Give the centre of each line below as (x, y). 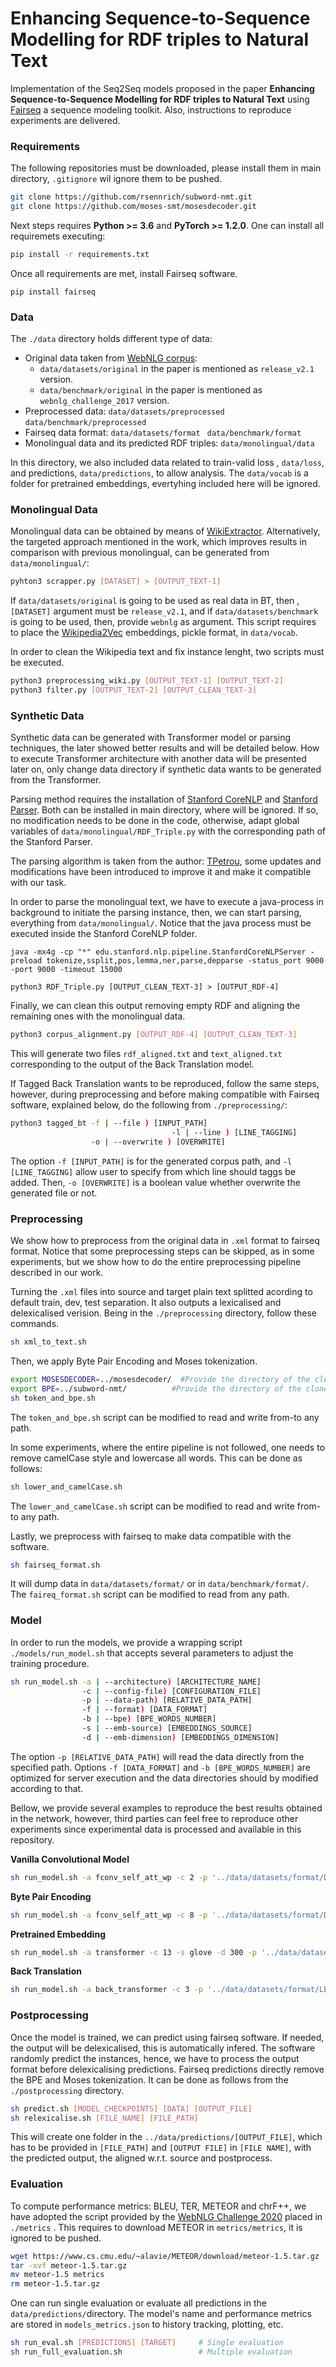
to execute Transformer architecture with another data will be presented (158, 759)
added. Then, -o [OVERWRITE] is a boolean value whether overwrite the (155, 1182)
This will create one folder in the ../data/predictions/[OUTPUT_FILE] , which (166, 2137)
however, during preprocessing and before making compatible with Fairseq (165, 1094)
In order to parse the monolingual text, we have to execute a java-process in (167, 902)
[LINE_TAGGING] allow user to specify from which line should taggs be (153, 1171)
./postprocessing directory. (67, 2090)
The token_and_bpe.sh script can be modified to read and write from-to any (165, 1417)
